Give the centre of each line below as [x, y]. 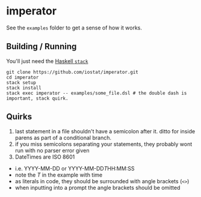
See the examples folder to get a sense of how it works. [74, 28]
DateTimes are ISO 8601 [45, 157]
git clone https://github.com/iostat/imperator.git [72, 72]
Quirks [19, 117]
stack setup [21, 82]
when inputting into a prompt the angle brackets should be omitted [97, 187]
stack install [24, 88]
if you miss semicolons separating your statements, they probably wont [104, 144]
